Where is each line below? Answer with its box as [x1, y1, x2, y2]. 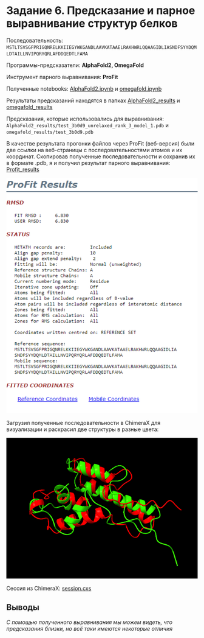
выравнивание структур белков [6, 16, 178, 30]
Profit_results [6, 166, 39, 173]
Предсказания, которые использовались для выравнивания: [6, 115, 164, 122]
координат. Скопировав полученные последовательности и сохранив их [6, 153, 195, 160]
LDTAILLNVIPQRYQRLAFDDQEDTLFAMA [6, 51, 88, 57]
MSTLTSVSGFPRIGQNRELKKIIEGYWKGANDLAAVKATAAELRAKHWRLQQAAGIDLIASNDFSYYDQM [6, 44, 197, 51]
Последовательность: [6, 37, 64, 44]
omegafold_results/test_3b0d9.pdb [6, 129, 94, 135]
